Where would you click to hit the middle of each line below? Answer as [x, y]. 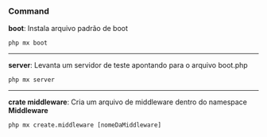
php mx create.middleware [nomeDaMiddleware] [85, 125]
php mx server [32, 80]
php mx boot [28, 43]
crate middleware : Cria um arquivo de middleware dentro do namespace [128, 102]
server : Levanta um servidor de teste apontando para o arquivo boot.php [128, 65]
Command [29, 11]
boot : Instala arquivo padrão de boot [68, 29]
